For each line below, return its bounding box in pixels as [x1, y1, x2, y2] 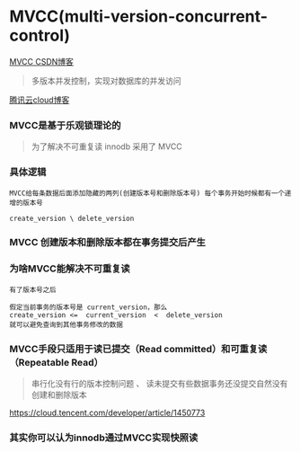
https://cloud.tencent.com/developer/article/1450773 [9, 407, 206, 419]
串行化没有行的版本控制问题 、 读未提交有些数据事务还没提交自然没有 [31, 378, 288, 389]
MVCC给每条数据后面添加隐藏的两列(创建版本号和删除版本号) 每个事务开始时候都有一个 [9, 189, 286, 198]
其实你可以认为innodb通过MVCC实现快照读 [9, 431, 199, 444]
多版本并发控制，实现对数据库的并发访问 [31, 75, 181, 86]
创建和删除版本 [31, 389, 87, 401]
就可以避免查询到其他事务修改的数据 [9, 320, 124, 329]
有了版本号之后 [9, 285, 57, 294]
